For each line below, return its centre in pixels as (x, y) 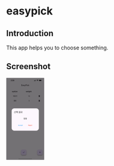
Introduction (30, 33)
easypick (29, 11)
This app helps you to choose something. (57, 48)
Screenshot (28, 66)
